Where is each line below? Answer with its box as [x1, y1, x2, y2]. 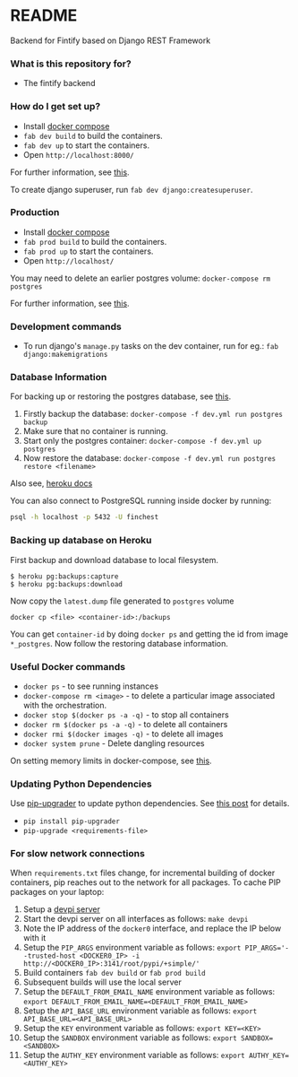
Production [10, 206, 60, 219]
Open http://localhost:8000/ [22, 149, 134, 160]
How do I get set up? [10, 100, 101, 113]
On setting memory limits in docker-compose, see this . [10, 755, 213, 766]
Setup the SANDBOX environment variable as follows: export [22, 1032, 238, 1043]
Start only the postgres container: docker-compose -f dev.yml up [22, 436, 262, 447]
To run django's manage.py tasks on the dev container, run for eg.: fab [22, 341, 279, 352]
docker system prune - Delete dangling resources [22, 737, 205, 749]
